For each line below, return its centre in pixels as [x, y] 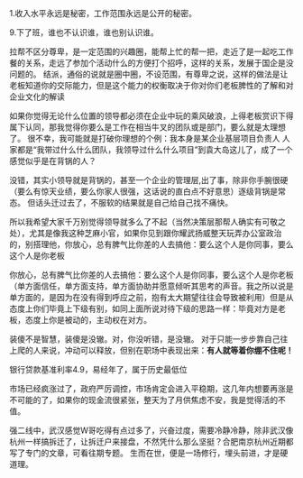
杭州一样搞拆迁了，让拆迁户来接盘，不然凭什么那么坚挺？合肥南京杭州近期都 [151, 441]
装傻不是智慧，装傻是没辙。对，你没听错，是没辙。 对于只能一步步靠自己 [145, 339]
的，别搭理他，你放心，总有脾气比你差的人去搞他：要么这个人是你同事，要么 [151, 244]
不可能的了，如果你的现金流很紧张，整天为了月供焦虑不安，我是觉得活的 [143, 400]
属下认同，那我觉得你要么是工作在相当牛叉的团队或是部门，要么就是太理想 [147, 127]
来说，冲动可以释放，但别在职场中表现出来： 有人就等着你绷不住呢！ [167, 350]
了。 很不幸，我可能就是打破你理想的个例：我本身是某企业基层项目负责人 [145, 138]
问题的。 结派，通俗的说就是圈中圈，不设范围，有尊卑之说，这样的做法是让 [149, 74]
